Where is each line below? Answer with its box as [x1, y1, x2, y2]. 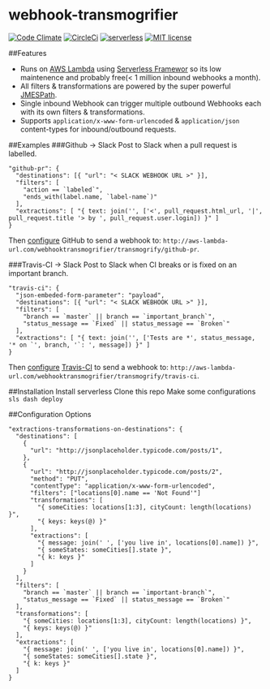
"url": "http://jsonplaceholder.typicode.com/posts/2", [29, 467, 223, 476]
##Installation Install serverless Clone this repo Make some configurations [8, 386, 256, 396]
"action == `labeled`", [23, 185, 104, 194]
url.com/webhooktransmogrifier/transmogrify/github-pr [8, 245, 198, 253]
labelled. [8, 149, 37, 158]
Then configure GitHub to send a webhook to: [8, 235, 161, 245]
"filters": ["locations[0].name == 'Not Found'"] [29, 489, 201, 497]
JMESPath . [19, 89, 58, 99]
